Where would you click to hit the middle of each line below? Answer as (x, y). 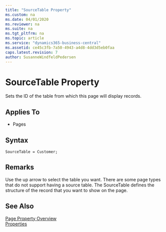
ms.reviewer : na (22, 24)
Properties (16, 224)
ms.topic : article (25, 38)
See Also (20, 206)
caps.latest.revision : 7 (31, 52)
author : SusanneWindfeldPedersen (41, 57)
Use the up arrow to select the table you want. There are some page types (83, 179)
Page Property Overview (31, 218)
